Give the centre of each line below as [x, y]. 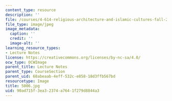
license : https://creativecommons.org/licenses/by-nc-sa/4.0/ [73, 57]
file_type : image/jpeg [29, 24]
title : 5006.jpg [23, 86]
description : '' [23, 15]
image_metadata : [23, 29]
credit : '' [21, 39]
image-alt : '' [25, 43]
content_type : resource [31, 10]
